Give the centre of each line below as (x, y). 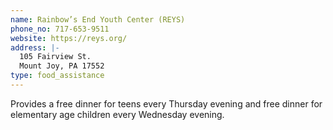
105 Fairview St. (55, 57)
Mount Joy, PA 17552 (62, 66)
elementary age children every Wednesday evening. (117, 114)
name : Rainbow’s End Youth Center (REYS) (98, 19)
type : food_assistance (57, 76)
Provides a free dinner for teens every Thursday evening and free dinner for (166, 103)
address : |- (35, 47)
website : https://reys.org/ (69, 38)
